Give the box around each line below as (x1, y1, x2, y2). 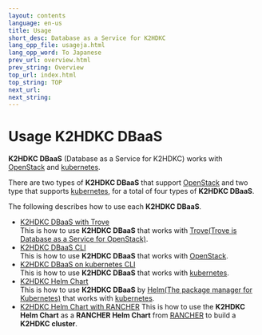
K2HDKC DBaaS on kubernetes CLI (19, 260, 136, 270)
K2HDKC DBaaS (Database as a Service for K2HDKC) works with (8, 154, 223, 164)
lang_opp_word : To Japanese (8, 49, 102, 57)
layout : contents (8, 11, 66, 20)
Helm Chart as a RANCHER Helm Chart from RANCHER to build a (19, 310, 236, 320)
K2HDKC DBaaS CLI (19, 242, 86, 252)
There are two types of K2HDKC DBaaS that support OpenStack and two (8, 178, 248, 187)
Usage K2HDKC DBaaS (8, 128, 163, 146)
